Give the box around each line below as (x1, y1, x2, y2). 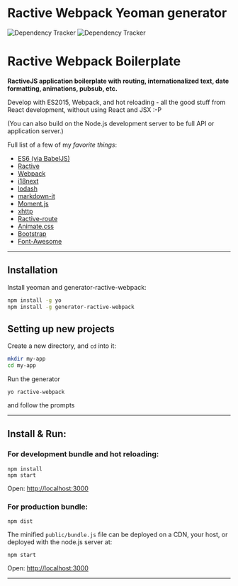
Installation (7, 264, 58, 276)
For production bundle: (7, 502, 89, 512)
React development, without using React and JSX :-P (7, 105, 161, 114)
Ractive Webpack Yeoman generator (7, 5, 227, 21)
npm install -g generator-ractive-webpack (7, 303, 135, 310)
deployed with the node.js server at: (7, 537, 113, 546)
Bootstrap (17, 229, 47, 238)
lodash (17, 184, 38, 193)
